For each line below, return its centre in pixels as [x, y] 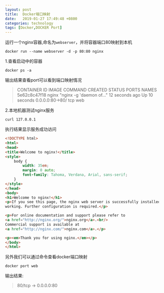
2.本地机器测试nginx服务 [30, 110]
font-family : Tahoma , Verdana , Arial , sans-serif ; [75, 175]
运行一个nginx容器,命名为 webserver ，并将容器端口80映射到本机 [69, 42]
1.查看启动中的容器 [24, 61]
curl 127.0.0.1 [20, 120]
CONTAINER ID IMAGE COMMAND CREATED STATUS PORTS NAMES [87, 90]
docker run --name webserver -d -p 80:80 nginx [54, 52]
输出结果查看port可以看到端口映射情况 [43, 80]
